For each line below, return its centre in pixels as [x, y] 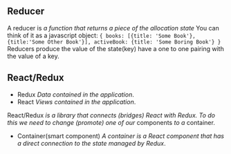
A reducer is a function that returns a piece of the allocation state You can [113, 28]
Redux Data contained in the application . [76, 94]
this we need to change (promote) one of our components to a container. [111, 122]
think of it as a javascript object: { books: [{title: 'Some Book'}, [101, 35]
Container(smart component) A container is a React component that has [121, 136]
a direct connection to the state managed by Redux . [91, 143]
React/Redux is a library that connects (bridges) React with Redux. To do [111, 115]
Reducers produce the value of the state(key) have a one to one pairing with [116, 48]
